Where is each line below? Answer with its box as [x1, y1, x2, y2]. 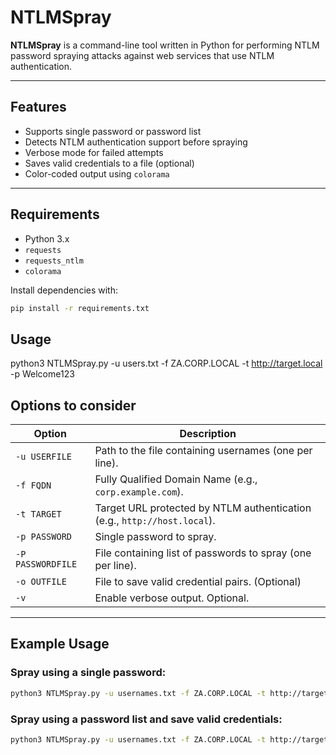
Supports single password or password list [24, 125, 202, 137]
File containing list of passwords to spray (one [94, 546, 312, 560]
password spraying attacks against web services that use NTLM [10, 49, 275, 61]
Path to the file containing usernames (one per [94, 444, 313, 458]
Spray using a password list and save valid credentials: [10, 712, 283, 726]
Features [10, 99, 67, 116]
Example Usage [10, 636, 110, 653]
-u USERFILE [15, 451, 73, 463]
